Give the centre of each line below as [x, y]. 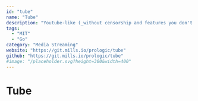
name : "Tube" [22, 17]
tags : [13, 28]
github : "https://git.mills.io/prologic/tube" [65, 56]
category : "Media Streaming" [42, 45]
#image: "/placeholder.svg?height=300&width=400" [69, 61]
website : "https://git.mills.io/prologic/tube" [66, 50]
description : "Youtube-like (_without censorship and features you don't [100, 23]
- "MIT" [21, 34]
